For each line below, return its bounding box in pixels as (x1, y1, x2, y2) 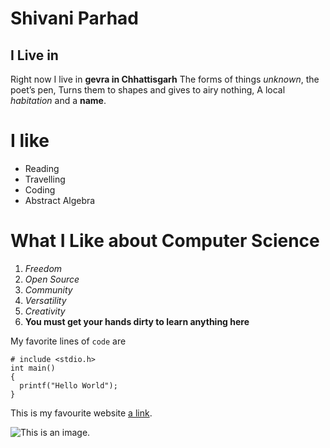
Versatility (24, 294, 67, 306)
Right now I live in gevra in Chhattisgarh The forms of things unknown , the (10, 73, 320, 85)
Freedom (24, 262, 63, 274)
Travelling (24, 173, 66, 185)
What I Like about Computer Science (10, 230, 320, 252)
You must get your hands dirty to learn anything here (24, 315, 250, 327)
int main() (10, 363, 56, 373)
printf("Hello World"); (19, 380, 118, 391)
